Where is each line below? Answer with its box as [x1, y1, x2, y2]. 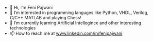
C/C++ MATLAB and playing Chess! [9, 15, 82, 20]
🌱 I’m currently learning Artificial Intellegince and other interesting [9, 20, 141, 26]
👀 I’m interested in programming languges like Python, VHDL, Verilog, [9, 10, 149, 15]
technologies [9, 25, 36, 31]
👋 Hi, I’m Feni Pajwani [9, 5, 53, 10]
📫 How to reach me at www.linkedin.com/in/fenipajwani [9, 30, 122, 36]
